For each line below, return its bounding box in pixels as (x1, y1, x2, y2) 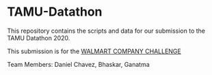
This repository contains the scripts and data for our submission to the (7, 27, 206, 35)
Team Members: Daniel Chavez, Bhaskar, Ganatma (7, 60, 150, 68)
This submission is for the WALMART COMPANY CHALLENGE (7, 47, 181, 55)
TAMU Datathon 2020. (7, 33, 70, 42)
